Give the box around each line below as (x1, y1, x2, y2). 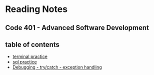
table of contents (5, 40, 60, 48)
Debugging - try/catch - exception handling (12, 64, 102, 70)
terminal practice (12, 53, 47, 59)
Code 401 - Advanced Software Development (5, 23, 149, 32)
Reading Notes (5, 3, 68, 15)
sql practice (12, 59, 37, 65)
